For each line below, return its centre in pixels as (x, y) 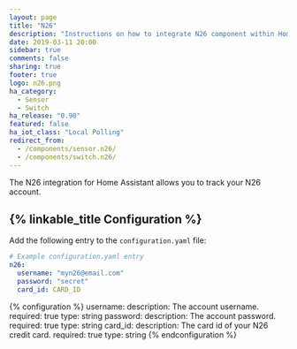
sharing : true (35, 67)
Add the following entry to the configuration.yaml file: (108, 240)
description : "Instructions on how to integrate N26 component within (142, 34)
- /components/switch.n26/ (67, 157)
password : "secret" (53, 281)
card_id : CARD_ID (49, 289)
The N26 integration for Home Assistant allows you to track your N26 (135, 182)
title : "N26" (33, 26)
